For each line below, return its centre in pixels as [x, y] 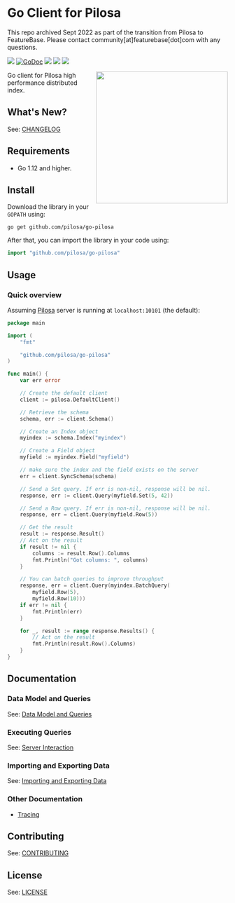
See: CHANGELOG [34, 129]
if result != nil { [48, 547]
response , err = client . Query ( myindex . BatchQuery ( [95, 586]
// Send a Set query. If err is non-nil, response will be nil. [115, 489]
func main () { [28, 374]
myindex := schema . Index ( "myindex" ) [73, 438]
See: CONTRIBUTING [38, 853]
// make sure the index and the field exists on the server [109, 470]
